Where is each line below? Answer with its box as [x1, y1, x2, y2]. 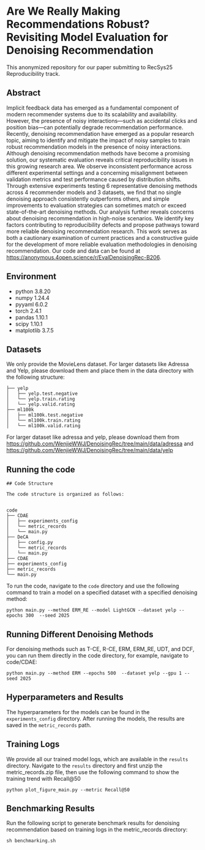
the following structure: [6, 373, 65, 381]
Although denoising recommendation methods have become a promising [6, 149, 190, 157]
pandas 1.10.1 [15, 313, 48, 321]
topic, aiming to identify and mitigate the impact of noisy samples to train [6, 136, 190, 144]
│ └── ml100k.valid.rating [6, 423, 81, 429]
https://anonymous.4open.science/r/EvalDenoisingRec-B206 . [6, 253, 162, 261]
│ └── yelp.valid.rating [6, 401, 75, 408]
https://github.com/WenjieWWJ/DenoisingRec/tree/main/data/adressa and [6, 440, 194, 447]
